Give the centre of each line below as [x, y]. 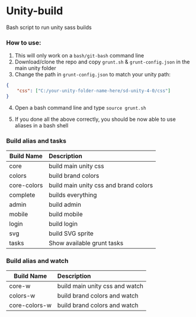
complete [22, 195]
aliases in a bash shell [41, 125]
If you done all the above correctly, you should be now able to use [95, 119]
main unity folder [35, 68]
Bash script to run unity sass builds [49, 27]
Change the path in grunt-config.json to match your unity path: [92, 75]
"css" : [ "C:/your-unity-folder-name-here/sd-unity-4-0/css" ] [94, 91]
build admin [65, 204]
